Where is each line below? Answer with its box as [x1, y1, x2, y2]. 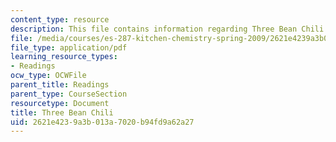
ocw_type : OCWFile [10, 71, 87, 81]
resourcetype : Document [10, 98, 110, 108]
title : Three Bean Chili [10, 107, 114, 118]
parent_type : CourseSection [10, 89, 128, 99]
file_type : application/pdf [10, 42, 128, 53]
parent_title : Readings [10, 80, 110, 90]
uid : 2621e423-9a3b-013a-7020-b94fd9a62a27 [10, 117, 195, 127]
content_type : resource [10, 14, 110, 25]
